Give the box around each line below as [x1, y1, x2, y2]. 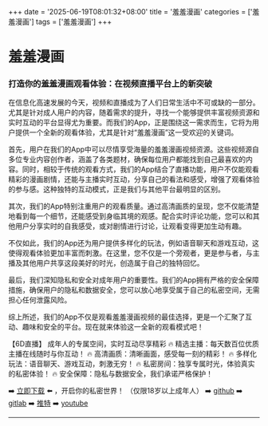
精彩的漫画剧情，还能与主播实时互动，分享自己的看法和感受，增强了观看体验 [8, 175, 260, 184]
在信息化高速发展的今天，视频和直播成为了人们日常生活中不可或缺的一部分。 [8, 98, 260, 108]
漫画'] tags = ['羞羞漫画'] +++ [14, 17, 112, 26]
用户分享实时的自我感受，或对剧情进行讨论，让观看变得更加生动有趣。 [14, 222, 246, 231]
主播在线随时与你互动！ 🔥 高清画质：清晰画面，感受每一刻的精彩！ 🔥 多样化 [8, 349, 258, 359]
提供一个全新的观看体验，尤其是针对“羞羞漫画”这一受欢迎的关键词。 [14, 128, 238, 137]
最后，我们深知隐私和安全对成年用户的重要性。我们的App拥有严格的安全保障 [8, 275, 259, 285]
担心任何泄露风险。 [8, 295, 72, 305]
